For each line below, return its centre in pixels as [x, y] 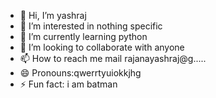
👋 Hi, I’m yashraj [53, 15]
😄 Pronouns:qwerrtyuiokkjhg [80, 73]
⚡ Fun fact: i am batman [68, 84]
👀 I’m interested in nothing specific [91, 26]
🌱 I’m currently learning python [83, 36]
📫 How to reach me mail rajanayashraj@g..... [113, 58]
